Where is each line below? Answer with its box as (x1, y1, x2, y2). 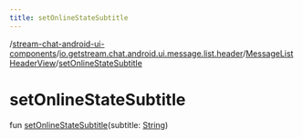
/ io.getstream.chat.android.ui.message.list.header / (56, 47, 246, 59)
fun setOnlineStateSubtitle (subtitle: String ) (9, 119, 169, 130)
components (9, 47, 57, 59)
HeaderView (9, 57, 57, 68)
